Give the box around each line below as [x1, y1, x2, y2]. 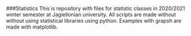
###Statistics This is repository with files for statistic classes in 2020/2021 [6, 5, 185, 12]
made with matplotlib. [6, 23, 58, 30]
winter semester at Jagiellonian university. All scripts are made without [6, 11, 176, 18]
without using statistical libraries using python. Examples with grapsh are [6, 17, 182, 24]
